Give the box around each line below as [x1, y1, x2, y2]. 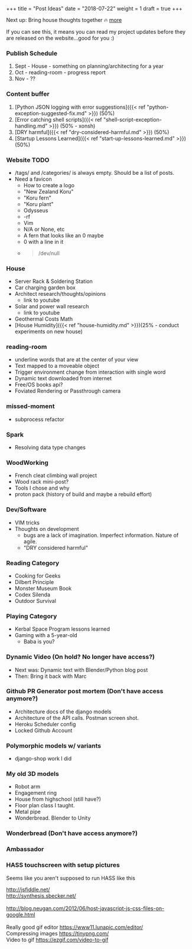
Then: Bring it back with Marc [14, 673, 87, 680]
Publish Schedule [6, 49, 58, 57]
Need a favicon [14, 175, 52, 182]
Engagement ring [14, 790, 57, 797]
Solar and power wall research [14, 303, 89, 310]
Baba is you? [23, 638, 55, 645]
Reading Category [6, 559, 60, 567]
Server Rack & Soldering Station [14, 278, 93, 285]
